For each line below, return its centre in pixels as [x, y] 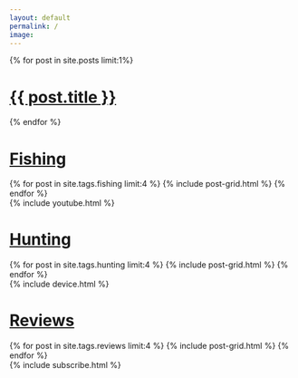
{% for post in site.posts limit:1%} [72, 61]
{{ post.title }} [63, 97]
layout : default [40, 18]
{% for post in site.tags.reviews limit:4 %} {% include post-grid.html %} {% [149, 346]
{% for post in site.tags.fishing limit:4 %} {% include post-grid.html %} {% [148, 184]
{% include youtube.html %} [62, 203]
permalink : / [34, 26]
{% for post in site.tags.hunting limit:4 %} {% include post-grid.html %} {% [149, 265]
